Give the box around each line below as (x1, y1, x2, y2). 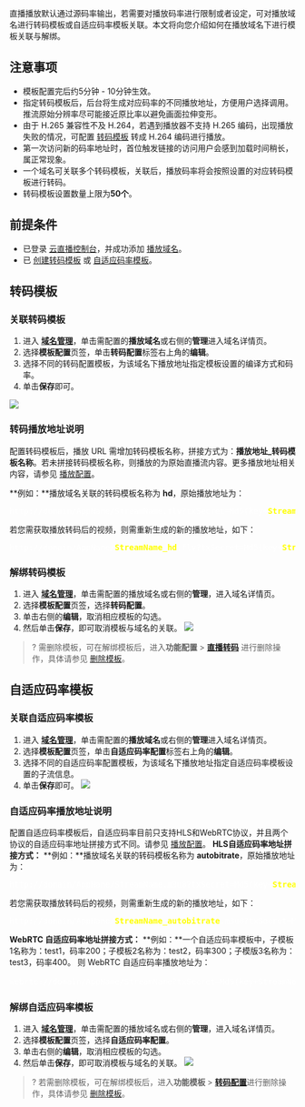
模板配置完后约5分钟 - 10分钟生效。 (22, 86, 156, 96)
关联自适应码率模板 (9, 712, 93, 725)
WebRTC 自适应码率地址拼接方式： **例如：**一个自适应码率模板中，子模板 (9, 933, 294, 944)
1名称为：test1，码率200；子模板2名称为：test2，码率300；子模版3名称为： (9, 945, 295, 956)
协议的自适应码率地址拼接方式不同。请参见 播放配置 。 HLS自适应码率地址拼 (9, 838, 292, 849)
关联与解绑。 (16, 31, 65, 41)
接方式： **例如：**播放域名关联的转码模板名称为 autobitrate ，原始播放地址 (9, 850, 296, 860)
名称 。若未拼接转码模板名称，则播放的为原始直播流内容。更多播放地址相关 (16, 457, 296, 468)
